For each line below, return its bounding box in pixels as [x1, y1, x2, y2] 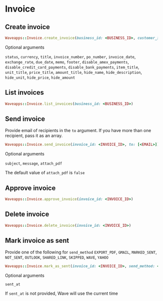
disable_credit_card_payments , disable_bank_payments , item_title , [5, 64, 140, 70]
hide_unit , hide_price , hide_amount [5, 74, 75, 80]
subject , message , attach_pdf [5, 160, 62, 166]
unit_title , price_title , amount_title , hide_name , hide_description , [5, 69, 142, 75]
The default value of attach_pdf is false [5, 170, 85, 176]
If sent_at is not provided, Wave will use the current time [5, 290, 118, 297]
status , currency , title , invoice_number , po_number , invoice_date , [5, 53, 136, 59]
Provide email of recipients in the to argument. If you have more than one [5, 128, 151, 134]
